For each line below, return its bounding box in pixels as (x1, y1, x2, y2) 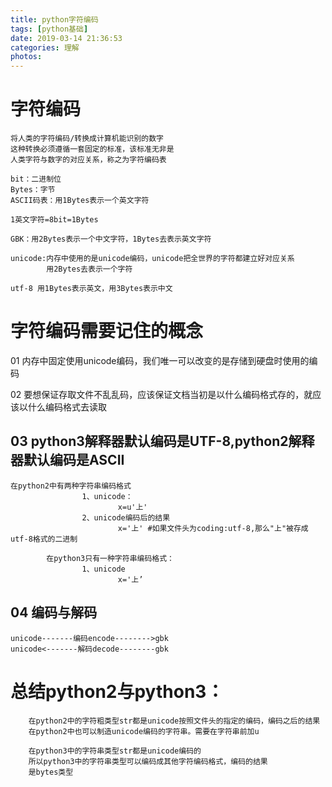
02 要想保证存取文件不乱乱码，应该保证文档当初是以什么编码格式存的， (10, 389, 305, 400)
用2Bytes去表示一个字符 (46, 264, 133, 275)
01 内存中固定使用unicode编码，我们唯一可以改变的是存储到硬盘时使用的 (10, 355, 310, 366)
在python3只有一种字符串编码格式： (46, 553, 175, 563)
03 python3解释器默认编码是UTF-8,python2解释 (10, 433, 315, 450)
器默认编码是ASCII (10, 452, 125, 469)
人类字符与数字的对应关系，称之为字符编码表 (10, 155, 167, 165)
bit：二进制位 (10, 174, 62, 185)
